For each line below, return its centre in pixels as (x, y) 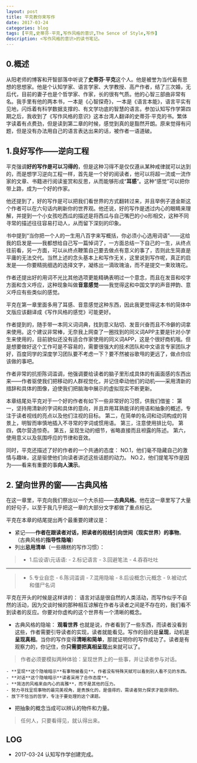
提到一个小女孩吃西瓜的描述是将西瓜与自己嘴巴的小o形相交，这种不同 (105, 216)
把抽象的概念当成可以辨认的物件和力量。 (63, 708)
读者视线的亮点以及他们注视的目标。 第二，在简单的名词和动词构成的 (99, 416)
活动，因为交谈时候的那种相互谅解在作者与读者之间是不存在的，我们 (98, 605)
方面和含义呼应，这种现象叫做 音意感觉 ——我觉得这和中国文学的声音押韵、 (96, 285)
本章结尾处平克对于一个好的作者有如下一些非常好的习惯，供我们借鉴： (91, 401)
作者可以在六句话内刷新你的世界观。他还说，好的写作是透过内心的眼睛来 (98, 208)
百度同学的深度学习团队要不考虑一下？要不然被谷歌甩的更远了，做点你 (101, 354)
